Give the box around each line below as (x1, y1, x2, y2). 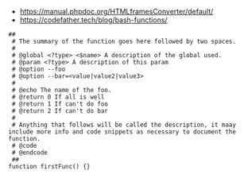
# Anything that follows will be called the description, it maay (11, 121, 237, 129)
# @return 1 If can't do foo (11, 100, 109, 108)
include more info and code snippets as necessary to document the (8, 128, 237, 136)
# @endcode (11, 149, 48, 157)
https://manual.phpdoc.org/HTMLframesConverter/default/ (19, 7, 214, 16)
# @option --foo (11, 65, 66, 73)
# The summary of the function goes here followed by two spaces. (11, 37, 237, 45)
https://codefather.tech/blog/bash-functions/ (19, 15, 168, 25)
